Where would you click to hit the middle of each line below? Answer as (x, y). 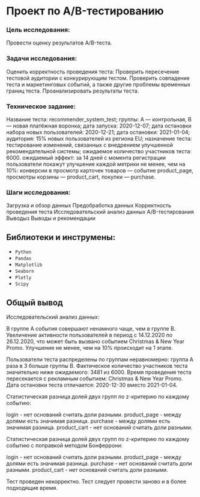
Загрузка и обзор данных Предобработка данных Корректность (89, 206)
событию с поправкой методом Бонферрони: (65, 445)
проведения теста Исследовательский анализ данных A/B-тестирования (100, 212)
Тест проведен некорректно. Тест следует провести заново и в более (96, 481)
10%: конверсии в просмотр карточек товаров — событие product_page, (100, 171)
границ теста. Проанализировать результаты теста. (73, 91)
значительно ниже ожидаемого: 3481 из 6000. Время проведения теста (99, 372)
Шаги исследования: (38, 192)
